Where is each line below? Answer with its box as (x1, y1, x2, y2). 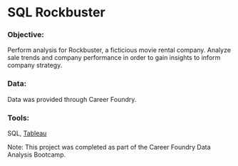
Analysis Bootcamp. (7, 150, 66, 159)
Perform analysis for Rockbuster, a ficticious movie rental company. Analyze (7, 46, 232, 54)
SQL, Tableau (7, 129, 47, 138)
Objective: (7, 30, 44, 40)
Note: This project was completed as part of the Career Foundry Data (7, 143, 212, 152)
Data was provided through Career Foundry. (7, 95, 137, 103)
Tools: (7, 113, 30, 123)
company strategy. (7, 61, 63, 70)
